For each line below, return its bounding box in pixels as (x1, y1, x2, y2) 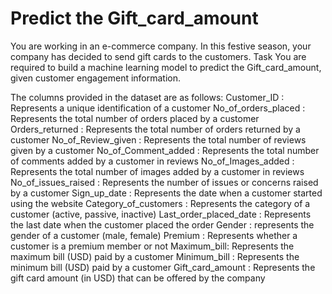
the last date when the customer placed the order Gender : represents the (10, 218, 315, 231)
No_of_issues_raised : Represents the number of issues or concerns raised (10, 176, 319, 188)
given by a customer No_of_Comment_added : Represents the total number (10, 144, 320, 156)
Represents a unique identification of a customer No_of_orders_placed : (10, 102, 306, 114)
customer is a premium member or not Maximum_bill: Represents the (10, 240, 295, 252)
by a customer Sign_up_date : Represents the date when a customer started (10, 187, 323, 199)
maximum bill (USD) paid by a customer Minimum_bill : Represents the (10, 250, 300, 262)
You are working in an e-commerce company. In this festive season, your (10, 40, 312, 52)
